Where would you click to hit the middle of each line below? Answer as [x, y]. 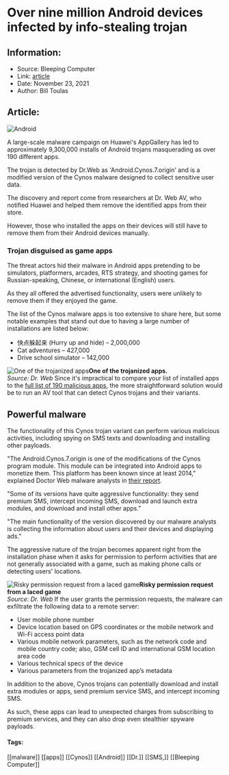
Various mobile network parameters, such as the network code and [112, 641]
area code [31, 656]
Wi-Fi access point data [50, 634]
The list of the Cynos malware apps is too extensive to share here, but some [114, 314]
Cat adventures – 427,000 [53, 350]
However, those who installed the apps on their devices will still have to [107, 225]
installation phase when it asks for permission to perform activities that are [112, 556]
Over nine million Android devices [105, 13]
